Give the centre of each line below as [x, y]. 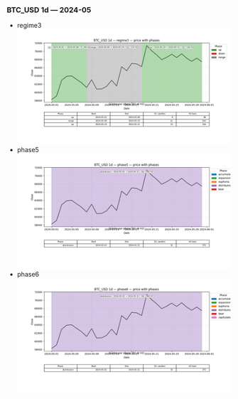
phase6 [28, 274]
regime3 [29, 26]
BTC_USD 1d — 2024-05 [49, 10]
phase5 [28, 150]
